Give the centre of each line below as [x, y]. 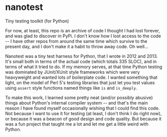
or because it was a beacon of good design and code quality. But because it [83, 119]
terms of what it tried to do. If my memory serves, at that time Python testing [84, 67]
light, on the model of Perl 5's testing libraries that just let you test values [80, 82]
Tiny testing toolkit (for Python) [37, 21]
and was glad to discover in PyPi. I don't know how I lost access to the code [83, 36]
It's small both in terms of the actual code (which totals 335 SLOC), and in [81, 61]
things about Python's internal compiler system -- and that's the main [77, 103]
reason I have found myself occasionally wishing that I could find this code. [83, 108]
